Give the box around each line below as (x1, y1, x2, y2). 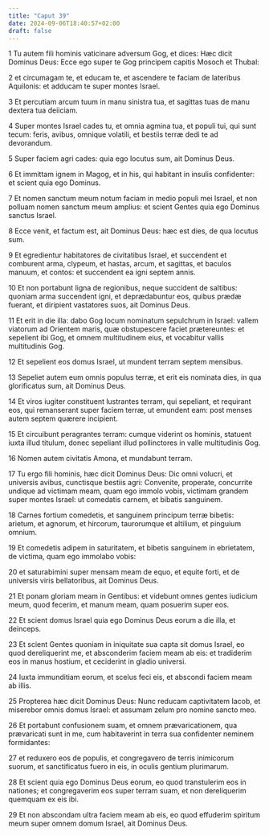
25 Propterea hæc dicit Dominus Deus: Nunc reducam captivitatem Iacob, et (8, 697, 261, 706)
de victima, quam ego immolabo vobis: (8, 552, 137, 562)
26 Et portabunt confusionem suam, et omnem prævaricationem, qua (8, 721, 238, 731)
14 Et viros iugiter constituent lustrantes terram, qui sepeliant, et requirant (8, 397, 251, 406)
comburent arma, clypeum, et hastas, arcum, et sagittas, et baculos (8, 259, 232, 269)
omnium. (8, 528, 38, 537)
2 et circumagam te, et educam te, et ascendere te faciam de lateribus (8, 73, 241, 83)
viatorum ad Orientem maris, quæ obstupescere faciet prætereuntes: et (8, 324, 245, 334)
